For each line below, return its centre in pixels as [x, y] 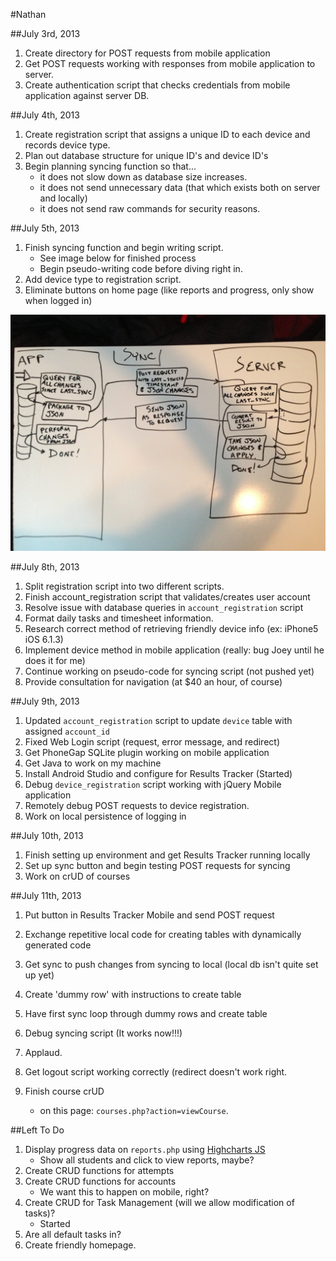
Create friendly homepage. [80, 1245]
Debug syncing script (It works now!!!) [103, 1033]
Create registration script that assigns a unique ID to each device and [167, 134]
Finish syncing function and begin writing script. [124, 247]
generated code [58, 945]
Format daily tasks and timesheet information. [119, 618]
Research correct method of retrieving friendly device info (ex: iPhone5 [171, 628]
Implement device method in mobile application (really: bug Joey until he [174, 650]
